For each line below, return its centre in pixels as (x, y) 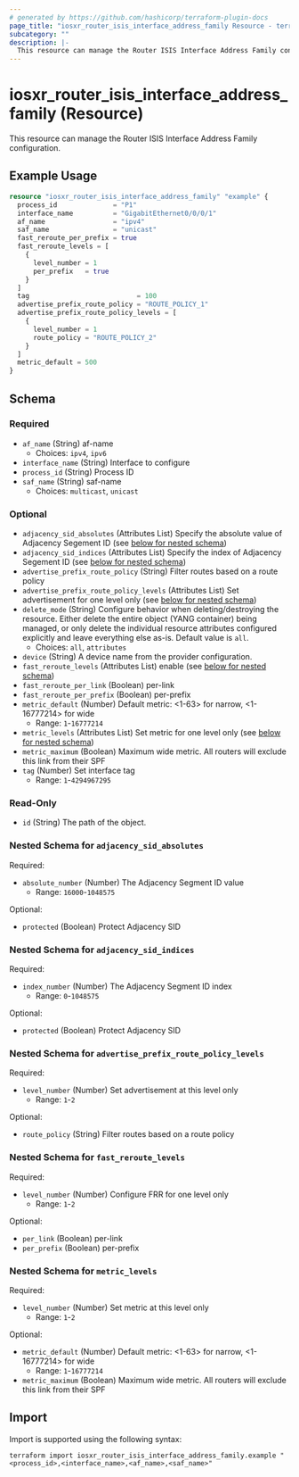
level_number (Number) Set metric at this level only (115, 1307)
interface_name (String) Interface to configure (106, 462)
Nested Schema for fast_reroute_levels (97, 1158)
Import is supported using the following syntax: (96, 1439)
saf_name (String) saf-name (72, 481)
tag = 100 (87, 296)
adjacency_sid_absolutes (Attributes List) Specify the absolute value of (152, 534)
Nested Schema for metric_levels (83, 1271)
